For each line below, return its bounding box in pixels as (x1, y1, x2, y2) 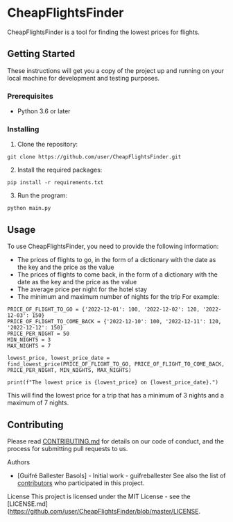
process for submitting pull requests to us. (7, 444, 128, 452)
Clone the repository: (17, 140, 78, 149)
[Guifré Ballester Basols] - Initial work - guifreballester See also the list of (17, 471, 226, 480)
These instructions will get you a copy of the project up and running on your (7, 66, 224, 74)
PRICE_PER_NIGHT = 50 (7, 330, 70, 338)
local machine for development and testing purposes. (7, 74, 160, 82)
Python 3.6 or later (17, 107, 71, 115)
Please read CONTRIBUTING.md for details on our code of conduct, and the (7, 437, 224, 446)
